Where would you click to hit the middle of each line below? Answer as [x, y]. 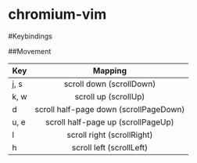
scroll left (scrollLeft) [110, 147]
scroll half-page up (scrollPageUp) [110, 121]
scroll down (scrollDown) [110, 84]
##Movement [30, 51]
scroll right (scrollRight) [110, 135]
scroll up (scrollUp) [110, 96]
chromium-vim [57, 14]
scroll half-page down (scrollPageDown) [110, 109]
